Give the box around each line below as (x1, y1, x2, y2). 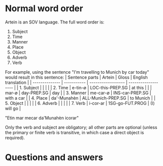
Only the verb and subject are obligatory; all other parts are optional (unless (5, 124, 158, 130)
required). (5, 135, 25, 141)
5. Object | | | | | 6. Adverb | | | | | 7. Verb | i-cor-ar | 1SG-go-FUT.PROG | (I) (5, 100, 155, 106)
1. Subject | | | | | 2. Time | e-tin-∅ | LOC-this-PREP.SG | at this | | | (19, 84, 152, 90)
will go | (5, 105, 21, 111)
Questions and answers (5, 152, 103, 163)
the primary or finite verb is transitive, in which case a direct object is (5, 129, 144, 135)
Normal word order (5, 3, 83, 14)
